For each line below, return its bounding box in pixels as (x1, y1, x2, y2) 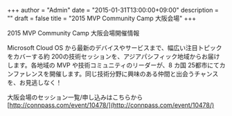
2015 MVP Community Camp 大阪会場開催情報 (7, 29, 140, 37)
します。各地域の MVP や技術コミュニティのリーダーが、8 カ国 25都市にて (7, 61, 220, 69)
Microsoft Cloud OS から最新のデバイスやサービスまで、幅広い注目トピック (7, 44, 222, 51)
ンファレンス (7, 69, 44, 78)
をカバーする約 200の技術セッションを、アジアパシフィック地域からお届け (7, 52, 220, 60)
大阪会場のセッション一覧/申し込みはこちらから (7, 93, 143, 101)
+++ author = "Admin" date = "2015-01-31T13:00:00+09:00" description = (7, 6, 220, 14)
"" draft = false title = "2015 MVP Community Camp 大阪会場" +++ (7, 14, 196, 22)
